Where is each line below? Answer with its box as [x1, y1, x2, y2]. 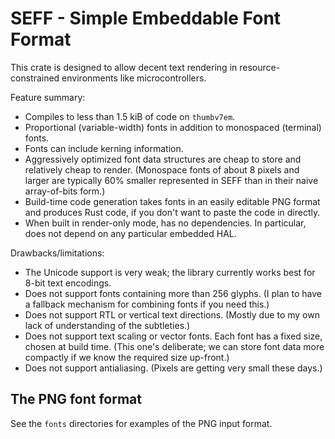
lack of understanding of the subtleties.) [24, 319, 191, 331]
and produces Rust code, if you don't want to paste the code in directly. [24, 206, 321, 218]
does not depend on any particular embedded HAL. [24, 227, 237, 239]
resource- [239, 61, 281, 73]
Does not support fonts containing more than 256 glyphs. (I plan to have [24, 287, 323, 299]
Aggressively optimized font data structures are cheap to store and [24, 153, 302, 165]
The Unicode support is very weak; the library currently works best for [24, 266, 316, 278]
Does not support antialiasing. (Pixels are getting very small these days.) [24, 362, 323, 374]
